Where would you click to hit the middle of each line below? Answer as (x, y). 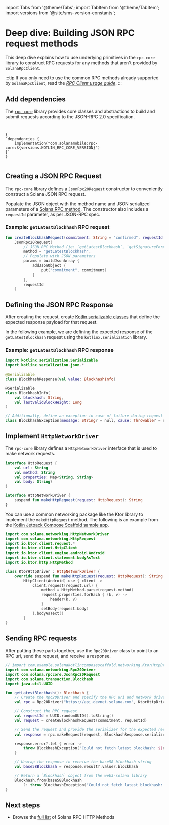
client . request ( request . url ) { (65, 585)
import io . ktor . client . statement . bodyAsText (53, 558)
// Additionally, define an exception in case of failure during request (84, 416)
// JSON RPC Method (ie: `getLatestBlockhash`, (74, 247)
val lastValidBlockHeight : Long (48, 402)
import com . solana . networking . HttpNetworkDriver (57, 534)
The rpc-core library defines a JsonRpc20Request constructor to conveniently (84, 189)
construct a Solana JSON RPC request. (46, 194)
